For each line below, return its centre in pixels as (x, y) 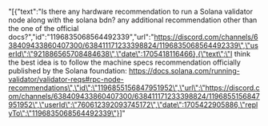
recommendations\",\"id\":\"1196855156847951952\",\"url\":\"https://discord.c (134, 88)
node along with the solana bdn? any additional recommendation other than (133, 20)
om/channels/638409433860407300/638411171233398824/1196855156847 (134, 96)
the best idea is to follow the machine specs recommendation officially (125, 62)
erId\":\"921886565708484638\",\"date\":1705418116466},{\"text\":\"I (120, 54)
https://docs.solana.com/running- (184, 71)
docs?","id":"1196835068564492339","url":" (81, 37)
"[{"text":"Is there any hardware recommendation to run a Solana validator (131, 12)
